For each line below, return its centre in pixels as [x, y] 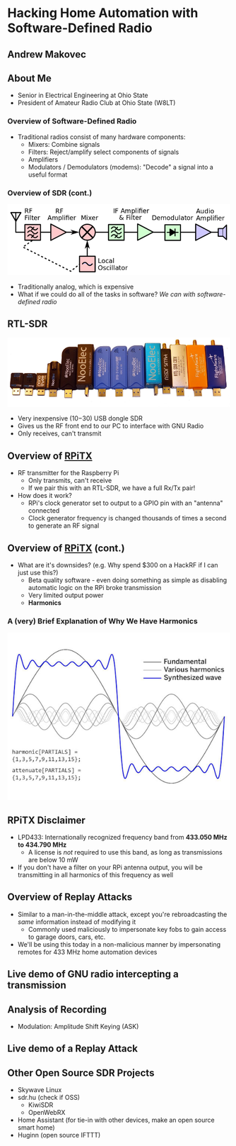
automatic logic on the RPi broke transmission [95, 587]
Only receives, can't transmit [59, 433]
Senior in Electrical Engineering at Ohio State [83, 95]
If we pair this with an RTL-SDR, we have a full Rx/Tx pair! [112, 488]
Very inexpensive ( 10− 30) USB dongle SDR [80, 418]
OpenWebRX [47, 1113]
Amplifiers [43, 159]
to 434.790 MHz [42, 845]
